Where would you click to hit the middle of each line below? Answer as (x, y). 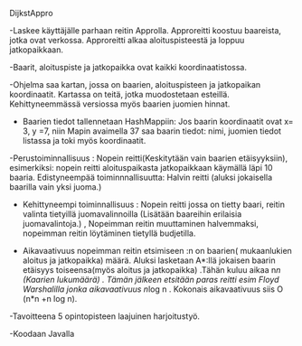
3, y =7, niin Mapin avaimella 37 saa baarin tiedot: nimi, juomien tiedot (152, 131)
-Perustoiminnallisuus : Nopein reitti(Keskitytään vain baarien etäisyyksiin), (149, 158)
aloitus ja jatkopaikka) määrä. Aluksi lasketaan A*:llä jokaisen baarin (149, 260)
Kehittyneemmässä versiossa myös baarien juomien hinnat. (120, 104)
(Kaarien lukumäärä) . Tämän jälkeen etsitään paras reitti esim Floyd (151, 280)
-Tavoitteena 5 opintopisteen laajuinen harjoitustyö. (105, 316)
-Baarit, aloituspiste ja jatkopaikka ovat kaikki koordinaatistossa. (128, 67)
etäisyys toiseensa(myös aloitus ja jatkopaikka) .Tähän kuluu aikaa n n (151, 270)
